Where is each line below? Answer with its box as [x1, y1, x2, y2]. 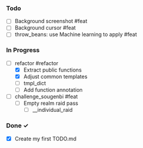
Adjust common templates [23, 73, 87, 80]
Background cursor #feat [14, 24, 76, 31]
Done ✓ [6, 121, 29, 130]
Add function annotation [23, 86, 83, 94]
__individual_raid [32, 107, 73, 114]
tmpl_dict [23, 79, 46, 86]
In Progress [6, 46, 40, 54]
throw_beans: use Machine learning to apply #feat [14, 31, 137, 38]
